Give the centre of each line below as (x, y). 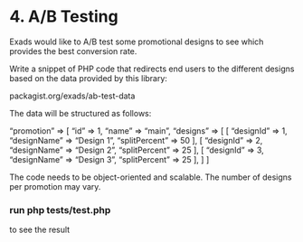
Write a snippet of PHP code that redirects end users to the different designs (152, 69)
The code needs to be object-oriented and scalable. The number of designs (151, 177)
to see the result (40, 230)
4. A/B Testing (64, 17)
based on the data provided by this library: (88, 78)
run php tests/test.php (60, 209)
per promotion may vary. (55, 186)
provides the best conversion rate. (73, 51)
